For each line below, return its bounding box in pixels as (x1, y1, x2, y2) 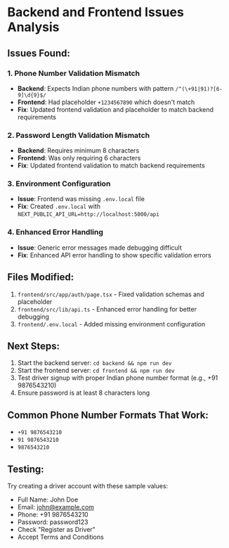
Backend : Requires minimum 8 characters (17, 146, 140, 155)
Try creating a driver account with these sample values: (7, 482, 169, 490)
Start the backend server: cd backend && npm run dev (17, 359, 172, 367)
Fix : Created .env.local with (17, 202, 100, 211)
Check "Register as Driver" (17, 525, 96, 534)
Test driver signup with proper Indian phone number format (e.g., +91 (17, 374, 218, 382)
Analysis (7, 19, 60, 35)
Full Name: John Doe (17, 495, 79, 504)
